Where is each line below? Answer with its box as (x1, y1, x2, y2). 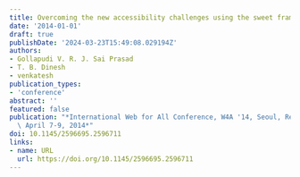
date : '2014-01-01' (9, 21, 82, 30)
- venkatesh (9, 72, 54, 80)
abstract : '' (9, 96, 58, 105)
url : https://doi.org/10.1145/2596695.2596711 (17, 154, 194, 164)
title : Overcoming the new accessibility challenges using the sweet (9, 13, 274, 22)
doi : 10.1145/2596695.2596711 (9, 130, 122, 139)
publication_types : (9, 80, 82, 88)
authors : (9, 46, 42, 55)
